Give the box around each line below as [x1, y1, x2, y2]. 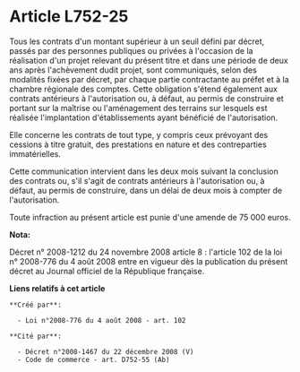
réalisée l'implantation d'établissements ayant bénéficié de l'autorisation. [9, 112, 279, 123]
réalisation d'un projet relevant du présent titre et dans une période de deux [9, 55, 288, 65]
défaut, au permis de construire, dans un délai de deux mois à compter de [9, 185, 283, 195]
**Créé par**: [9, 300, 63, 309]
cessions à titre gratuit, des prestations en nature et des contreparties [9, 139, 267, 150]
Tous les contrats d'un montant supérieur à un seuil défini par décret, [9, 36, 265, 47]
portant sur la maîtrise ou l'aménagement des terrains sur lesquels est [9, 102, 268, 113]
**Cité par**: [9, 332, 63, 341]
